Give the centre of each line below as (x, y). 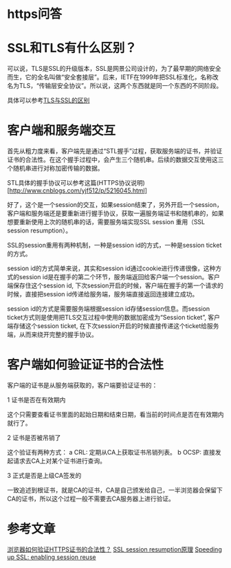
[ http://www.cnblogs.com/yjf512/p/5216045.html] (77, 190)
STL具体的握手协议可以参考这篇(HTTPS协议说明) (76, 183)
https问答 (34, 14)
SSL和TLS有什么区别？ (72, 48)
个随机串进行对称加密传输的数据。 (55, 168)
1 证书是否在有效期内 (36, 400)
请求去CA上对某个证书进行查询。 (59, 461)
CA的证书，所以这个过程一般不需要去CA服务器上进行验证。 (91, 499)
